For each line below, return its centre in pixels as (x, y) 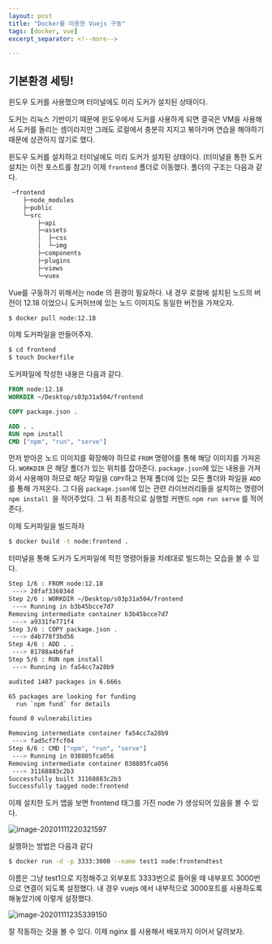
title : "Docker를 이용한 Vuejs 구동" (67, 24)
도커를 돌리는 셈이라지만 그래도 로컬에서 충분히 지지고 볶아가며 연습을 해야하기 (140, 129)
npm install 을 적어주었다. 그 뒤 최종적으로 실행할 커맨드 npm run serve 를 (129, 499)
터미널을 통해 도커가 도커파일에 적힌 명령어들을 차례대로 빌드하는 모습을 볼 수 (130, 558)
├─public (38, 208)
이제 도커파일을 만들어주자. (51, 334)
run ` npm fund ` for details (63, 704)
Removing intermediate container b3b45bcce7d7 (89, 614)
